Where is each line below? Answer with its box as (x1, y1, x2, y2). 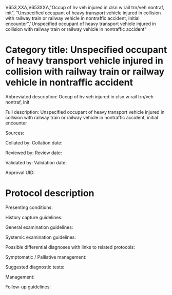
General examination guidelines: (5, 224, 73, 230)
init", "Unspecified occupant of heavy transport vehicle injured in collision (5, 10, 161, 16)
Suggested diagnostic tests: (5, 264, 65, 270)
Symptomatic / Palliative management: (5, 254, 87, 260)
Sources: (5, 130, 25, 136)
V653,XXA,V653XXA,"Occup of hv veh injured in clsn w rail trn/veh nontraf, (5, 5, 164, 10)
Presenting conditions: (5, 204, 53, 210)
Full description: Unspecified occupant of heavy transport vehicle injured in (5, 109, 165, 115)
